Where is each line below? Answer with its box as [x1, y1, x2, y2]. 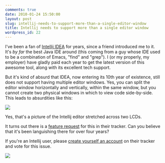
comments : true [5, 7, 36, 12]
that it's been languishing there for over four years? [5, 129, 109, 134]
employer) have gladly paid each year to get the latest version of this [5, 60, 145, 65]
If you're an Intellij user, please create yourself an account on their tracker [5, 138, 155, 144]
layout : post [5, 16, 32, 21]
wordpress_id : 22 [5, 30, 41, 35]
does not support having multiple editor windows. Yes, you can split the [5, 79, 150, 85]
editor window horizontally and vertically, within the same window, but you [5, 85, 156, 90]
